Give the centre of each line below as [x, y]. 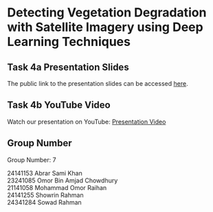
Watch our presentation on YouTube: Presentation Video [87, 121]
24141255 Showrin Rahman [45, 195]
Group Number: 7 [32, 160]
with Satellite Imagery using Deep [105, 27]
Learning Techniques [69, 42]
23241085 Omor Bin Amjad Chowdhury [63, 180]
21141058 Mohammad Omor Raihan [57, 187]
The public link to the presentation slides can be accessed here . [98, 83]
